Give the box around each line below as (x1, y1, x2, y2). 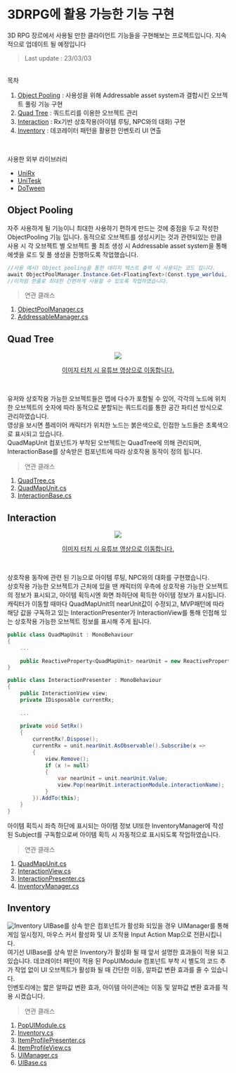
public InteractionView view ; (20, 690, 109, 697)
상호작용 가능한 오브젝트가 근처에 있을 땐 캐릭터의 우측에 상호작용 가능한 (7, 582, 204, 590)
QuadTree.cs (17, 476, 55, 485)
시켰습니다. (14, 992, 46, 1000)
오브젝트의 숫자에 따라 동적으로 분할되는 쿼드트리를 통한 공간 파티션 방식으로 (14, 403, 223, 412)
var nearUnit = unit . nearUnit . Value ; (57, 775, 169, 782)
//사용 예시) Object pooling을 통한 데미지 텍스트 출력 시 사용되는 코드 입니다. (7, 264, 216, 271)
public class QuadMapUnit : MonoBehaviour (7, 631, 133, 638)
